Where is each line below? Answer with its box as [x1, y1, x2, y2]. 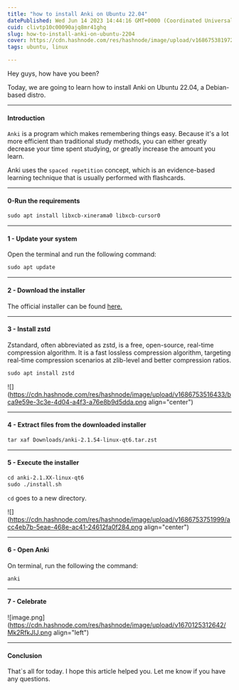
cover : [7, 37, 27, 44]
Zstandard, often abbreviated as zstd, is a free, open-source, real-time [7, 340, 214, 349]
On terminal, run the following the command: [7, 561, 139, 570]
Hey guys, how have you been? [7, 69, 100, 78]
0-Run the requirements [7, 197, 80, 205]
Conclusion [7, 651, 43, 659]
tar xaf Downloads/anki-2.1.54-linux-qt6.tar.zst [7, 436, 158, 444]
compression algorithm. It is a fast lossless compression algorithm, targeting [7, 348, 231, 357]
